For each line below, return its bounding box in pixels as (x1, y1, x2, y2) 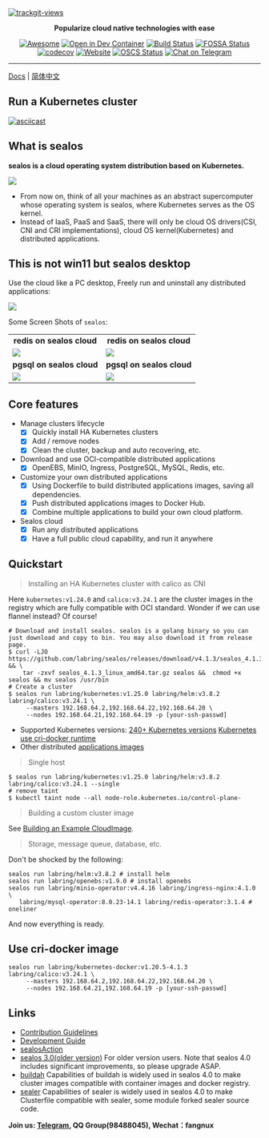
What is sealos (8, 139, 84, 153)
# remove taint (8, 786, 59, 795)
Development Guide (19, 1036, 86, 1046)
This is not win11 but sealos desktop (8, 257, 191, 271)
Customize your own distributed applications (19, 472, 168, 481)
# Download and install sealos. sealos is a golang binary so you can (8, 626, 249, 635)
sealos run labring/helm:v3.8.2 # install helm (8, 870, 171, 878)
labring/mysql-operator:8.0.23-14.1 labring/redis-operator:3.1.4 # (18, 898, 252, 906)
